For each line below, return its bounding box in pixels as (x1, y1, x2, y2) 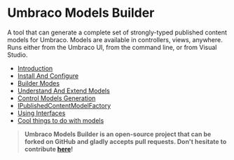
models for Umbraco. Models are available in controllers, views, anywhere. (7, 35, 223, 44)
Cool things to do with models (17, 116, 104, 124)
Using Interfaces (17, 109, 66, 117)
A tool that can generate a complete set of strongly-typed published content (7, 28, 228, 36)
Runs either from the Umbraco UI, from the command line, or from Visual (7, 43, 217, 51)
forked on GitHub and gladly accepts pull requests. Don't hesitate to (24, 137, 227, 145)
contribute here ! (24, 145, 74, 153)
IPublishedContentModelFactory (17, 101, 111, 109)
